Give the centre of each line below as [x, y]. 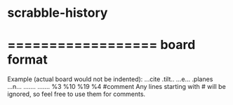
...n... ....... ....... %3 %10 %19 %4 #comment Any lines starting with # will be [116, 87]
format [27, 60]
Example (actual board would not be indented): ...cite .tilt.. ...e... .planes [110, 79]
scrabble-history [58, 13]
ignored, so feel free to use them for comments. [76, 94]
